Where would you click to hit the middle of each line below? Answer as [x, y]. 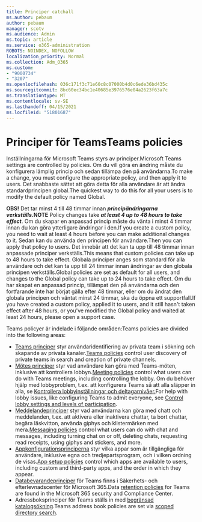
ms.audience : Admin [31, 34]
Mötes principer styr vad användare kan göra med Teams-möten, [96, 366]
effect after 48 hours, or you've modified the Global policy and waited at [96, 311]
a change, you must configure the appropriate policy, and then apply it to [96, 178]
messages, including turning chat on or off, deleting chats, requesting [101, 436]
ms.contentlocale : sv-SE [37, 101]
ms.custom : [20, 68]
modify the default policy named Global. [56, 197]
